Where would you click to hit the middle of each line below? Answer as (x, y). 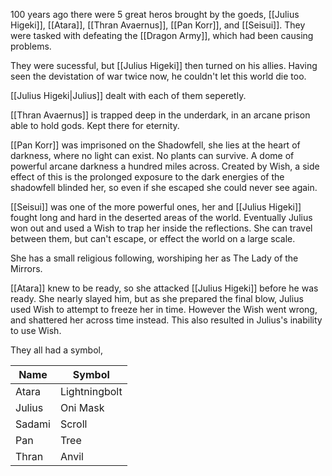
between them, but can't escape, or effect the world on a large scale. (153, 238)
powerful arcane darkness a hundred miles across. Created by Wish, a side (165, 166)
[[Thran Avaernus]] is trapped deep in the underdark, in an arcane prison (160, 115)
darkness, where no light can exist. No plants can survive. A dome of (152, 155)
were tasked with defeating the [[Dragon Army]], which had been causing (162, 35)
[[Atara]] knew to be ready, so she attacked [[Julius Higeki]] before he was (164, 288)
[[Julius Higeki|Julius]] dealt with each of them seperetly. (128, 95)
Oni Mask (82, 407)
